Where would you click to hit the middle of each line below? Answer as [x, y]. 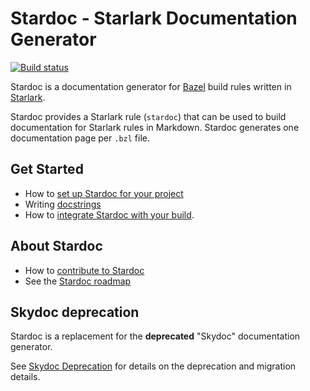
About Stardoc [56, 246]
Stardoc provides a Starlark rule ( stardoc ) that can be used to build [148, 116]
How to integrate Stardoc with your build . [109, 214]
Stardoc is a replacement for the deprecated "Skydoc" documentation [155, 336]
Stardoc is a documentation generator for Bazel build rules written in [151, 86]
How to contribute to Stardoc [84, 270]
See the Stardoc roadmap [78, 281]
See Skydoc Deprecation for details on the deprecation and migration [153, 366]
